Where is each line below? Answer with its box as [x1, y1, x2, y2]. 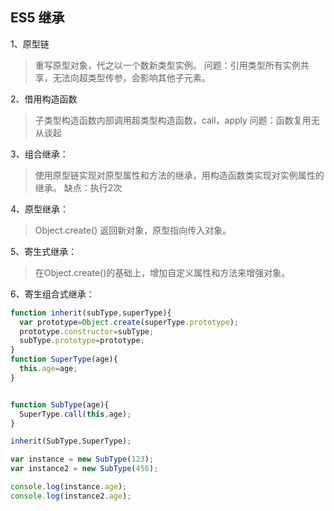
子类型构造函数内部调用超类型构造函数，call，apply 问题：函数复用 [34, 114, 312, 126]
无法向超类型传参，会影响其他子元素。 [52, 71, 211, 83]
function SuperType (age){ [10, 354, 118, 365]
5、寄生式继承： [10, 245, 78, 257]
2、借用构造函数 [10, 93, 78, 105]
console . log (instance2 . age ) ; [10, 491, 132, 501]
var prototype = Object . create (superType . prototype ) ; [19, 317, 240, 327]
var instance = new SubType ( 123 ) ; [10, 454, 155, 465]
